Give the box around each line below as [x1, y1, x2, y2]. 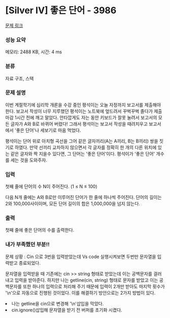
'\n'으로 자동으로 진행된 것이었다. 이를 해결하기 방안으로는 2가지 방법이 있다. [5, 290, 156, 296]
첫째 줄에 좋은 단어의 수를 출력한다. [5, 227, 75, 233]
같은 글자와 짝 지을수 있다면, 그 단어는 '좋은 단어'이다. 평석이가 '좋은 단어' [10, 150, 155, 156]
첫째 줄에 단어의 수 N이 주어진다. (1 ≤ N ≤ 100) [5, 183, 97, 189]
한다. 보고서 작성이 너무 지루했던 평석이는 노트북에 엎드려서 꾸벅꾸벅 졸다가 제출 [5, 108, 162, 114]
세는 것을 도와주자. [10, 157, 47, 163]
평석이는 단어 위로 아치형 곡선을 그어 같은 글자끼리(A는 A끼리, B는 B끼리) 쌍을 [5, 138, 158, 144]
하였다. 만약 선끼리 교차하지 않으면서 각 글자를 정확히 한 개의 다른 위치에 [14, 144, 157, 150]
